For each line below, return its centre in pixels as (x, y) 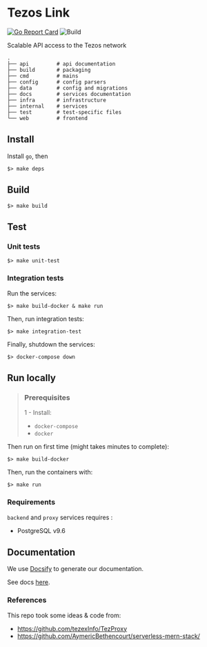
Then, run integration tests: (46, 318)
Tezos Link (39, 13)
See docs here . (29, 582)
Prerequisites (47, 397)
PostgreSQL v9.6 (41, 530)
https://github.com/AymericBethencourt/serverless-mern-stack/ (108, 636)
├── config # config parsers (57, 82)
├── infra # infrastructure (57, 100)
